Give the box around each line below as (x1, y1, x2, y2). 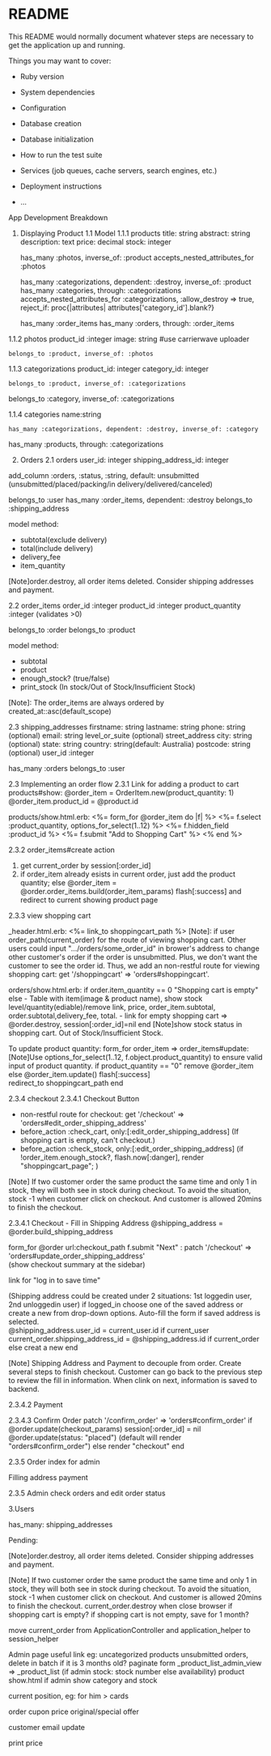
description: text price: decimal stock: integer (19, 236, 171, 247)
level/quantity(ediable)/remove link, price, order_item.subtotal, (8, 1002, 216, 1012)
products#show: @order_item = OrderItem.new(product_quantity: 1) (8, 787, 235, 797)
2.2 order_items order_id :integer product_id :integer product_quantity (8, 600, 241, 610)
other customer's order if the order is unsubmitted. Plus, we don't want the (8, 952, 257, 961)
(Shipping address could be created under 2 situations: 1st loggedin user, (8, 1291, 252, 1300)
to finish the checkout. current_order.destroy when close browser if (8, 1601, 233, 1610)
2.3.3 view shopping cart (8, 910, 91, 920)
